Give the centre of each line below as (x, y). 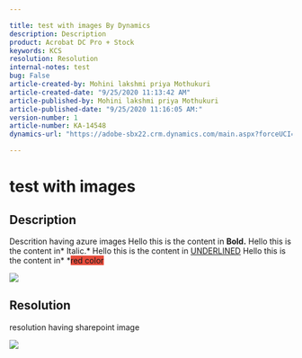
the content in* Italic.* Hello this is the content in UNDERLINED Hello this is (147, 251)
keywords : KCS (36, 50)
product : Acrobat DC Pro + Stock (72, 42)
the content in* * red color (57, 260)
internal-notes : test (50, 67)
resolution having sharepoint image (75, 327)
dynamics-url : (36, 134)
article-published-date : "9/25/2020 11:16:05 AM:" (106, 109)
